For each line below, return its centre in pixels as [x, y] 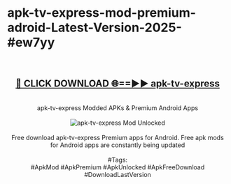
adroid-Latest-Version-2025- [94, 28]
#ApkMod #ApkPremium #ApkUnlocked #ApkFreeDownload [118, 167]
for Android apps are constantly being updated [118, 145]
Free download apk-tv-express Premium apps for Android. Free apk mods [118, 137]
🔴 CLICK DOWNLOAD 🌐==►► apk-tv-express [118, 84]
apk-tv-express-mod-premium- [101, 13]
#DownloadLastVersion [118, 174]
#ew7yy [31, 43]
